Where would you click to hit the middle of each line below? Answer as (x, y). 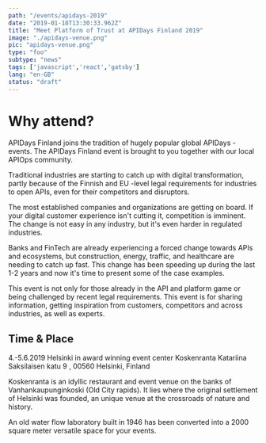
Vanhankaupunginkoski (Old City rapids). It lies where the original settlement (133, 390)
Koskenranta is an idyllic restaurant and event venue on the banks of (120, 382)
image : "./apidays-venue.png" (58, 38)
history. (21, 407)
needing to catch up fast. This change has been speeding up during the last (132, 265)
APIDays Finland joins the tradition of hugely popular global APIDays (120, 143)
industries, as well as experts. (57, 314)
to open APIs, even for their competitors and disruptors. (99, 192)
